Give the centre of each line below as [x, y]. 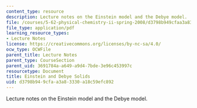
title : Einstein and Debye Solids [48, 76]
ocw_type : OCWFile [28, 50]
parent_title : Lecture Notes [42, 55]
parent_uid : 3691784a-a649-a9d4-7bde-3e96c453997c [69, 66]
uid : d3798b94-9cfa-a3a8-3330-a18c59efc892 [60, 82]
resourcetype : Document [35, 71]
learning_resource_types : [38, 33]
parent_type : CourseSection [40, 60]
